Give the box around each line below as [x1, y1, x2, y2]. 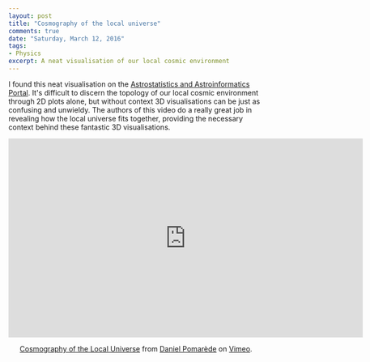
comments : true [8, 27, 60, 35]
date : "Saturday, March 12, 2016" [8, 34, 125, 43]
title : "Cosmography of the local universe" [8, 19, 161, 28]
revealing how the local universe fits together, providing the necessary [8, 113, 244, 123]
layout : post [8, 11, 53, 20]
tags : [8, 42, 27, 50]
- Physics [8, 49, 42, 57]
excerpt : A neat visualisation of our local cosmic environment [8, 57, 230, 66]
